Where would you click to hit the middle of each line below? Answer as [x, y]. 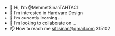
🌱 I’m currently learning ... [36, 18]
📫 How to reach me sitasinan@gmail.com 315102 [60, 28]
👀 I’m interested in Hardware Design [46, 13]
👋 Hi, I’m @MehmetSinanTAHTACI [44, 8]
